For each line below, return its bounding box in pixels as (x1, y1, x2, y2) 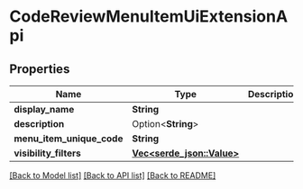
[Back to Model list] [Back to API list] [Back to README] (9, 170, 216, 181)
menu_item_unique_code (14, 132, 124, 145)
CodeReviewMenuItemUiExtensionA (9, 6, 289, 27)
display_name (14, 103, 75, 115)
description (14, 118, 65, 130)
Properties (9, 61, 70, 76)
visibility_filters (14, 147, 81, 159)
